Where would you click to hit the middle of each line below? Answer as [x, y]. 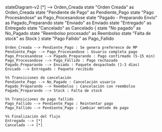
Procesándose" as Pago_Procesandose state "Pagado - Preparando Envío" [81, 17]
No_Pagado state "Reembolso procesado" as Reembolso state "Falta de [78, 33]
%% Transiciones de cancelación [38, 78]
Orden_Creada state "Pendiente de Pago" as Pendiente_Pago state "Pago [80, 12]
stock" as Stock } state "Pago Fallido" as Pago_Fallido [60, 38]
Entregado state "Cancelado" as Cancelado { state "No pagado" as [73, 28]
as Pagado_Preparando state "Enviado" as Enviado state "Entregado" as [78, 23]
